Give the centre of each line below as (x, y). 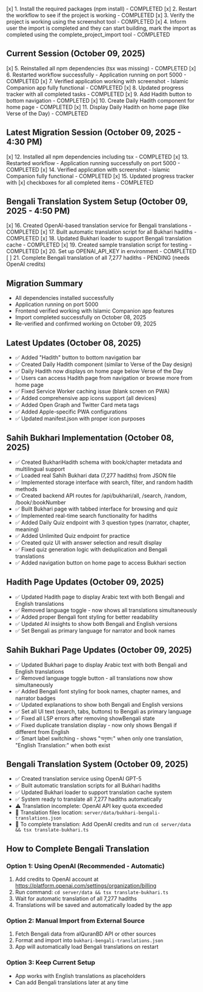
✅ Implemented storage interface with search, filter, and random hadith (104, 482)
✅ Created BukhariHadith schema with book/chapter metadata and (98, 462)
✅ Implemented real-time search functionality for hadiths (86, 515)
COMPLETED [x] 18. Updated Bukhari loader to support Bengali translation (99, 239)
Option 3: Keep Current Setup (51, 963)
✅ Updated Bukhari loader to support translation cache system (93, 792)
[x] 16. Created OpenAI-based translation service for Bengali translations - (99, 226)
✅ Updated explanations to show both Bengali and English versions (99, 704)
